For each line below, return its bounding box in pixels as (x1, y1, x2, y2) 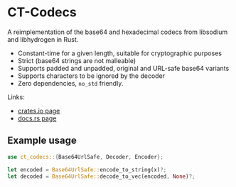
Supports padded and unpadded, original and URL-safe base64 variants (17, 64, 230, 72)
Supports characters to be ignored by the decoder (17, 72, 166, 80)
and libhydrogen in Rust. (7, 35, 79, 43)
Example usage (7, 135, 77, 147)
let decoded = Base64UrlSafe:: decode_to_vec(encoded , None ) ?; (7, 173, 195, 180)
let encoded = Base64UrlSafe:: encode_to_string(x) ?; (7, 166, 167, 174)
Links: (7, 93, 25, 101)
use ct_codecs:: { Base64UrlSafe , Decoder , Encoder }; (7, 153, 163, 160)
